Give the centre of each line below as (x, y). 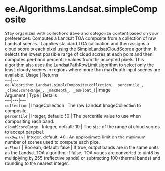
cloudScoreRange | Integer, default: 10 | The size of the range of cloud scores (82, 126)
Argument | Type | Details (31, 95)
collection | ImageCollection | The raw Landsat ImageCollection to (73, 105)
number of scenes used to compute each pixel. (53, 142)
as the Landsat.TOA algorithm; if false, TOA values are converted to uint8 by (82, 153)
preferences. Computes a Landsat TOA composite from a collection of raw (81, 38)
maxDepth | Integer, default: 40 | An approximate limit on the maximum (76, 137)
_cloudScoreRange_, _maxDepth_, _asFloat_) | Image (58, 90)
